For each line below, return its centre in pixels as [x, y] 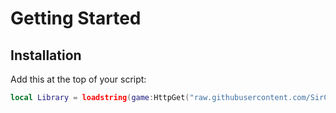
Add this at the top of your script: [78, 79]
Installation [46, 55]
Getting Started [76, 18]
